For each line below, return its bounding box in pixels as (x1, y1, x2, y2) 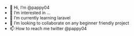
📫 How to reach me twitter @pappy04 (9, 26, 87, 31)
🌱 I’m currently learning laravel (9, 15, 71, 20)
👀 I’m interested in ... (9, 10, 51, 16)
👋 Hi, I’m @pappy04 (9, 5, 50, 10)
